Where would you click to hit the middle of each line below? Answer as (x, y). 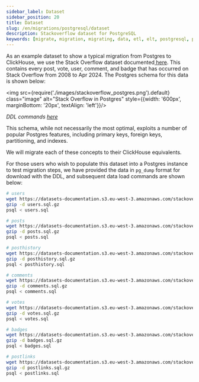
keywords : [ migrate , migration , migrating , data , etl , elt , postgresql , (98, 39)
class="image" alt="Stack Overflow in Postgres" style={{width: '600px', (94, 99)
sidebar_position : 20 (33, 17)
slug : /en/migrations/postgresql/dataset (58, 28)
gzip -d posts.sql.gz (33, 232)
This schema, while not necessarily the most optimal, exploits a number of (97, 128)
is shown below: (26, 81)
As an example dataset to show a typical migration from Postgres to (89, 56)
